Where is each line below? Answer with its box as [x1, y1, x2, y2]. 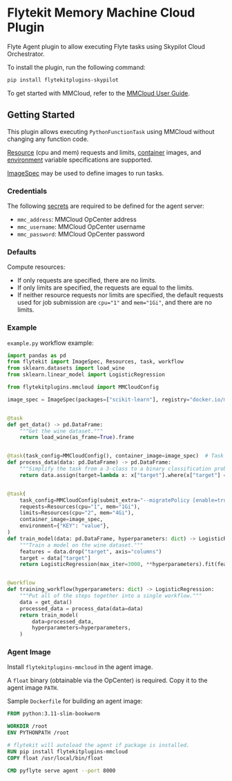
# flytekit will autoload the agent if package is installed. [7, 742, 190, 749]
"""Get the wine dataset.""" [19, 427, 104, 435]
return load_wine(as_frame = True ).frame [19, 434, 135, 441]
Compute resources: [7, 263, 66, 271]
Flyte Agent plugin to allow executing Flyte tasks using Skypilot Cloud [7, 42, 206, 50]
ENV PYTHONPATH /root [7, 729, 70, 737]
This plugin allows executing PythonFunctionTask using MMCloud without [7, 127, 215, 135]
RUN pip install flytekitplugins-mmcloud [7, 748, 128, 755]
